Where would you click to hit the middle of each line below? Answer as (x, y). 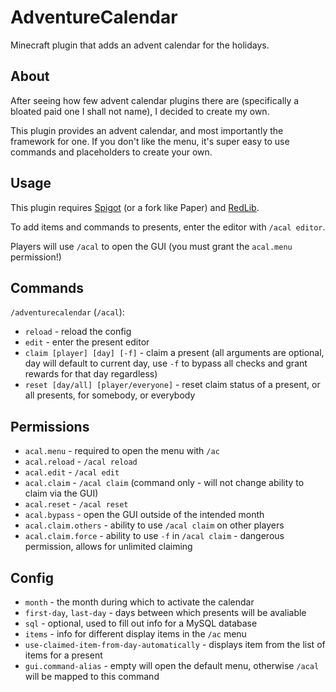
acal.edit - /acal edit (72, 472)
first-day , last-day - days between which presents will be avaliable (165, 612)
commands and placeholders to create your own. (111, 152)
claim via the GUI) (61, 493)
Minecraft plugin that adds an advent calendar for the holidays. (140, 45)
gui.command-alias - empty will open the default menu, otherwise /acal (172, 665)
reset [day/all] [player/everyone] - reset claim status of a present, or (172, 385)
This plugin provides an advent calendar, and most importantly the (147, 130)
